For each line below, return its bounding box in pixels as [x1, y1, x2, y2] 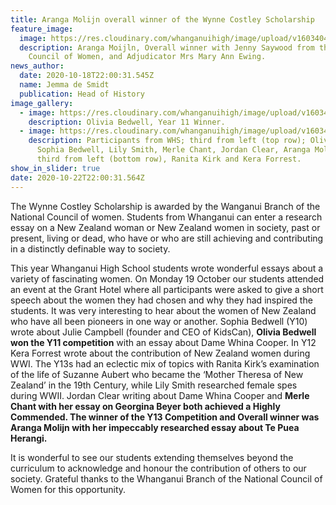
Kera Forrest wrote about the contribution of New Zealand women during [10, 347, 311, 359]
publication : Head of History [19, 89, 145, 99]
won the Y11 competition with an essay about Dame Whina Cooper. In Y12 [10, 336, 317, 348]
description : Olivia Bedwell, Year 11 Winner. [28, 117, 226, 127]
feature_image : [10, 24, 74, 34]
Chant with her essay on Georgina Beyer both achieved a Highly [10, 400, 281, 412]
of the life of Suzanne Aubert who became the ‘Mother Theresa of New [10, 368, 304, 380]
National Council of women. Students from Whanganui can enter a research [10, 211, 323, 223]
